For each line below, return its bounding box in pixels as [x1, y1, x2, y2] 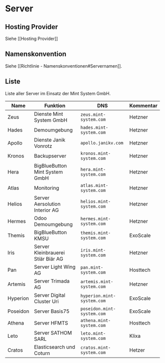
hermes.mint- [80, 216, 111, 221]
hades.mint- [80, 124, 109, 130]
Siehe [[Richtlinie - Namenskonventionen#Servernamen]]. [5, 63, 122, 69]
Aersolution [34, 200, 61, 207]
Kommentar [129, 102, 158, 109]
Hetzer [129, 346, 145, 353]
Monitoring [34, 184, 59, 191]
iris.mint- [80, 247, 106, 253]
